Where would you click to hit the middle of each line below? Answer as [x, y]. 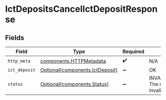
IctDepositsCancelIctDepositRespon [82, 9]
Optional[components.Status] [75, 84]
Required [134, 51]
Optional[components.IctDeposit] [79, 70]
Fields [15, 38]
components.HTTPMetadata [73, 61]
